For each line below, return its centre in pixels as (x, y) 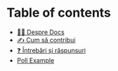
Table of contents (59, 13)
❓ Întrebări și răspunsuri (51, 50)
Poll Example (35, 60)
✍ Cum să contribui (46, 40)
